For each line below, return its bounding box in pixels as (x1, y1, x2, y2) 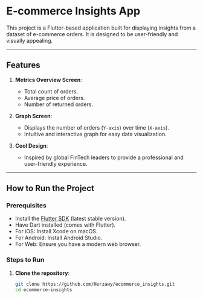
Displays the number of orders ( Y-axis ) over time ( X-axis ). (24, 124, 170, 131)
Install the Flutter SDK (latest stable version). (14, 215, 126, 222)
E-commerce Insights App (6, 4, 141, 18)
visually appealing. (6, 37, 53, 44)
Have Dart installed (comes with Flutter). (14, 221, 116, 228)
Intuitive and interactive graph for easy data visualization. (24, 130, 167, 137)
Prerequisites (6, 201, 47, 210)
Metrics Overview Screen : (14, 76, 83, 83)
